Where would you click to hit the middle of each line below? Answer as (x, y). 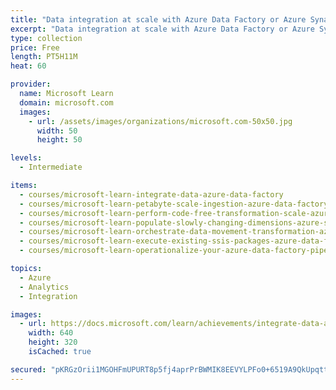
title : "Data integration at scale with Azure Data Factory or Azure (158, 19)
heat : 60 (28, 66)
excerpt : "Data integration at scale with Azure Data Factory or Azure (162, 29)
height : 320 (53, 342)
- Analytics (44, 287)
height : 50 (59, 140)
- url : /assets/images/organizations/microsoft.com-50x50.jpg (160, 121)
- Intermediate (51, 167)
